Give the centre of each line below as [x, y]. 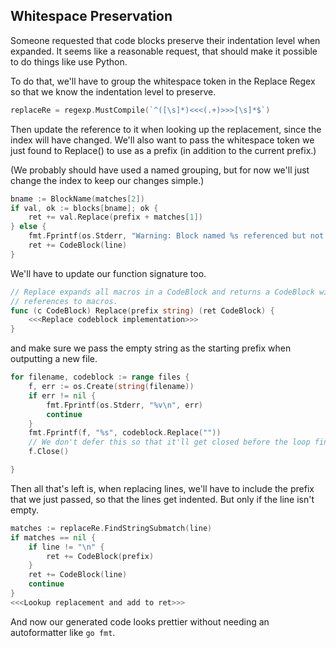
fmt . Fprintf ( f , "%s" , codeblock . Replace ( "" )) [125, 433]
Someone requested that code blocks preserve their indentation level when [165, 40]
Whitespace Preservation [91, 16]
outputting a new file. [54, 359]
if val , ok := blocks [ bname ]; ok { [84, 208]
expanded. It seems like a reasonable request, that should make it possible [164, 51]
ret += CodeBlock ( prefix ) [100, 556]
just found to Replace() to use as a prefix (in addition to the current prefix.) [163, 150]
